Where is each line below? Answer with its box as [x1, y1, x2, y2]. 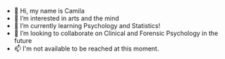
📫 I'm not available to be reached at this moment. [13, 44, 159, 53]
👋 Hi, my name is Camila [13, 7, 85, 15]
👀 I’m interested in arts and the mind [13, 14, 120, 22]
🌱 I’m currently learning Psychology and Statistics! [13, 22, 161, 29]
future [13, 37, 32, 45]
